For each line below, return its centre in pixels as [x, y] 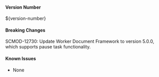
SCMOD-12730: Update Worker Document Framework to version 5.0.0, [80, 41]
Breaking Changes [25, 30]
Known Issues [21, 58]
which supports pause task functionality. [48, 47]
